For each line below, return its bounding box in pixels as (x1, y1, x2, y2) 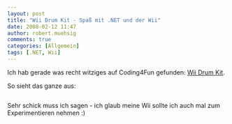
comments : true (7, 36, 52, 43)
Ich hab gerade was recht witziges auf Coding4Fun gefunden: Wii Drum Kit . (7, 68, 225, 77)
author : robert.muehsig (7, 29, 77, 37)
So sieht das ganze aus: (7, 82, 76, 90)
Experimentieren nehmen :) (7, 109, 86, 117)
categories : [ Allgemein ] (7, 42, 80, 49)
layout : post (7, 10, 45, 17)
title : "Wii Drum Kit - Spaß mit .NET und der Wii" (7, 17, 161, 24)
